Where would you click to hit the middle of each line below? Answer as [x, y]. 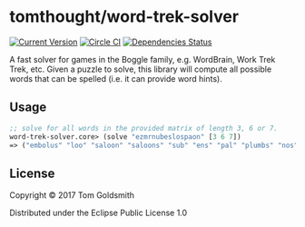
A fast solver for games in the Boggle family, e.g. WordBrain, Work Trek [143, 59]
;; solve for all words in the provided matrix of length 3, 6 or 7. [144, 128]
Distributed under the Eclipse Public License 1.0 [98, 213]
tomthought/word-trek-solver [124, 17]
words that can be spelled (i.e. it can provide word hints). [116, 78]
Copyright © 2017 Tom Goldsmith [72, 195]
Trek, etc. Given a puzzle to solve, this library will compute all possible [141, 69]
